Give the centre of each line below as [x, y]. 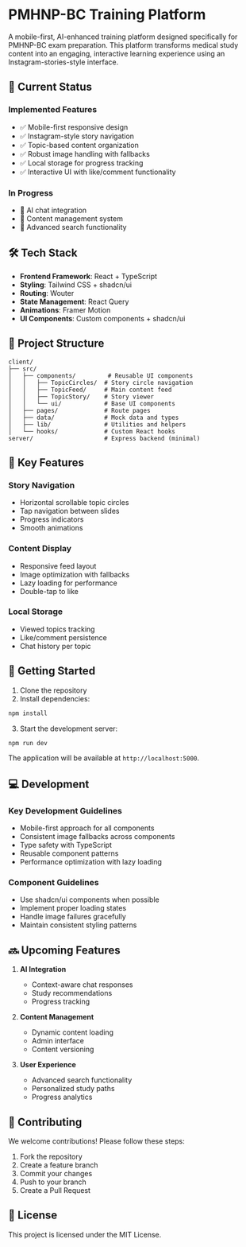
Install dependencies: [55, 698]
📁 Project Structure [56, 344]
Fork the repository [51, 1156]
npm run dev [28, 743]
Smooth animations [51, 528]
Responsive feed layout [58, 565]
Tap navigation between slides [69, 511]
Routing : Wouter [47, 293]
